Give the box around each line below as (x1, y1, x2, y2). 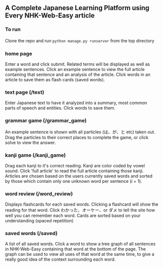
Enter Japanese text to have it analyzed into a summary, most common (5, 100, 147, 106)
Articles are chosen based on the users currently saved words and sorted (5, 173, 153, 179)
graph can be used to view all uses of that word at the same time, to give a (5, 251, 155, 257)
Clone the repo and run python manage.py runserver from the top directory (5, 37, 155, 43)
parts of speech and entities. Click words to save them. (5, 105, 116, 111)
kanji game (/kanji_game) (5, 152, 66, 159)
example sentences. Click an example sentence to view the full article (5, 66, 145, 72)
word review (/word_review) (5, 190, 73, 197)
